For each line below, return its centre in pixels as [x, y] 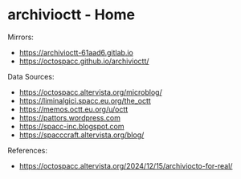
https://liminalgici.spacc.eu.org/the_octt [85, 100]
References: [27, 150]
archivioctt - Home [71, 15]
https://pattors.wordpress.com [70, 117]
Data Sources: [31, 76]
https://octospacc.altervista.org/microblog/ [90, 92]
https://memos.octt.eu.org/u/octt [74, 109]
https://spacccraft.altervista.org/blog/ [82, 135]
